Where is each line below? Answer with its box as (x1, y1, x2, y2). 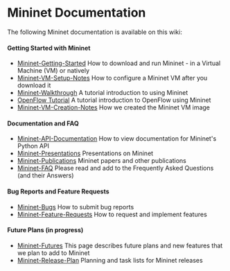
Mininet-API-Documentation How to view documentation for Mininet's (17, 134, 217, 143)
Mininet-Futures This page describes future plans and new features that (17, 241, 223, 250)
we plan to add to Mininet (17, 248, 90, 257)
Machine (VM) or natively (17, 67, 90, 75)
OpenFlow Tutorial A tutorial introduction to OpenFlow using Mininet (17, 96, 211, 105)
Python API (17, 142, 50, 150)
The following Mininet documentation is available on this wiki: (7, 28, 182, 36)
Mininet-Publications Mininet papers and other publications (17, 157, 187, 165)
